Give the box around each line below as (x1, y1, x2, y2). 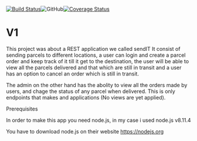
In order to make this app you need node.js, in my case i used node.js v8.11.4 (6, 116, 191, 123)
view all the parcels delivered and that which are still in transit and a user (6, 64, 182, 71)
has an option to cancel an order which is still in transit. (6, 70, 140, 77)
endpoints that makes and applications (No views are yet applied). (6, 94, 166, 101)
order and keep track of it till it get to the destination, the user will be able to (6, 57, 189, 64)
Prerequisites (6, 105, 38, 112)
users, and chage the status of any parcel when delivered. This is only (6, 88, 176, 95)
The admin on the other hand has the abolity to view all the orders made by (6, 81, 188, 88)
